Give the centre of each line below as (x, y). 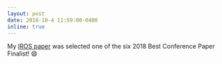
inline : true (26, 26)
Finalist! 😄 (23, 54)
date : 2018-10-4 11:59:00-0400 (53, 20)
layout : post (26, 14)
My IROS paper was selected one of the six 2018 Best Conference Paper (111, 47)
